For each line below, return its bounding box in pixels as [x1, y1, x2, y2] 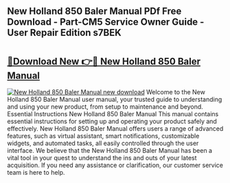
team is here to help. [7, 169, 65, 176]
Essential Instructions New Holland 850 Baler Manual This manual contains [7, 110, 219, 118]
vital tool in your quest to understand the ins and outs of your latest [7, 154, 197, 162]
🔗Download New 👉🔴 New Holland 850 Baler [7, 55, 201, 67]
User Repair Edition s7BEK [7, 27, 122, 39]
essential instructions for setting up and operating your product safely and [7, 117, 218, 125]
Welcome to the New [146, 88, 206, 96]
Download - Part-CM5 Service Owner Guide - [7, 17, 205, 28]
